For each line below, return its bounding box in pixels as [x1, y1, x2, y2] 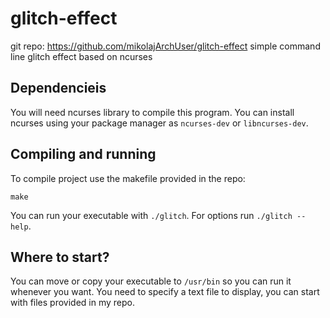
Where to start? [10, 248, 110, 266]
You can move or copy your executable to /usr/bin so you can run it [10, 275, 292, 287]
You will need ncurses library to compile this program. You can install [10, 106, 295, 118]
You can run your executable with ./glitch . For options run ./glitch [10, 209, 293, 221]
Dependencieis [10, 80, 107, 97]
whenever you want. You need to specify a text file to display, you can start [10, 286, 320, 298]
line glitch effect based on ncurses [10, 50, 153, 62]
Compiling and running [10, 146, 157, 163]
